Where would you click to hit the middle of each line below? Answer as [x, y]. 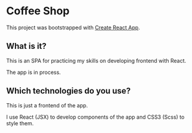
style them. [20, 123]
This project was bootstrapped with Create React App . [73, 27]
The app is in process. [33, 72]
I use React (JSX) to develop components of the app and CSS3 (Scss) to [95, 117]
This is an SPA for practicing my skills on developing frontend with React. [96, 60]
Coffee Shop [38, 11]
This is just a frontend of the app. [47, 105]
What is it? [26, 46]
